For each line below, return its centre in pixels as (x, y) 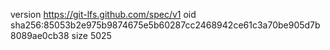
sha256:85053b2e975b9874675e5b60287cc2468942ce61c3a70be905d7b (165, 25)
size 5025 (91, 35)
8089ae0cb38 (40, 35)
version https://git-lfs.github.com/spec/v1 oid (103, 14)
